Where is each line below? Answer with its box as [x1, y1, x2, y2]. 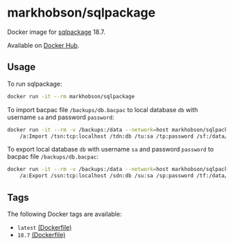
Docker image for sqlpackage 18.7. [7, 28, 106, 36]
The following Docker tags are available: [7, 210, 122, 218]
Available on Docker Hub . [7, 41, 80, 49]
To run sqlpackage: [7, 80, 62, 88]
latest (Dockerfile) [17, 223, 72, 231]
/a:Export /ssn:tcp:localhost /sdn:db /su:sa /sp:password [19, 172, 194, 179]
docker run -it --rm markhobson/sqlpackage [7, 93, 135, 100]
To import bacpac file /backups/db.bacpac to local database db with [7, 105, 198, 114]
